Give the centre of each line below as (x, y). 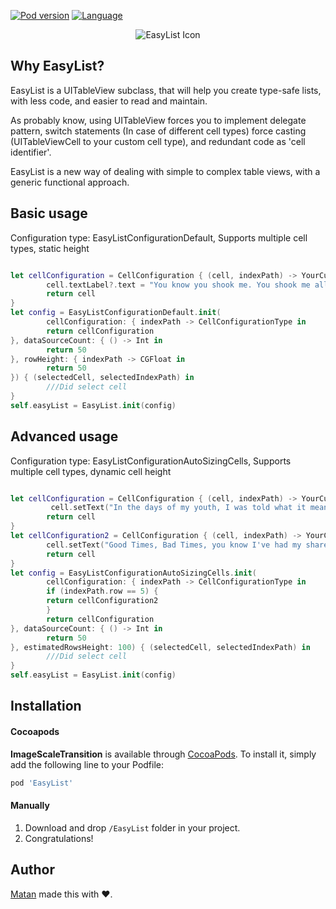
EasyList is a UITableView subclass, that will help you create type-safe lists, (166, 90)
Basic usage (49, 213)
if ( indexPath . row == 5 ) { (102, 591)
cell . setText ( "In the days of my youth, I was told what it (178, 508)
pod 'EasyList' (42, 783)
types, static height (50, 248)
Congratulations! (59, 838)
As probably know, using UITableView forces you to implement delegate (158, 120)
